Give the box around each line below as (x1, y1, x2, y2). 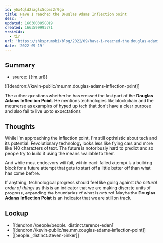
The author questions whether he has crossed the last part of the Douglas (5, 93, 154, 98)
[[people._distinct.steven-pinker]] (12, 232, 79, 238)
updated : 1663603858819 (5, 20, 53, 26)
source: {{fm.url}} (12, 74, 48, 80)
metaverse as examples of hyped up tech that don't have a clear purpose (5, 103, 152, 109)
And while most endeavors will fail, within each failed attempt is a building (5, 160, 153, 166)
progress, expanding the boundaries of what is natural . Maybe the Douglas (5, 190, 156, 196)
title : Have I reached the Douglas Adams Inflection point (5, 12, 127, 16)
